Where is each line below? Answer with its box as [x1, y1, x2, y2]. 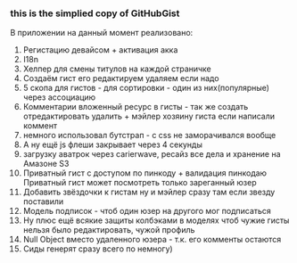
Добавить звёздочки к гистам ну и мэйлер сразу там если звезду [22, 186, 276, 198]
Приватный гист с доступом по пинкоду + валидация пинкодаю [22, 168, 267, 178]
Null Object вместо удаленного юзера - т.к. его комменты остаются [22, 234, 282, 245]
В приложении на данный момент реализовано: [10, 28, 194, 38]
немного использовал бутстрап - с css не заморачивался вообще [22, 130, 276, 141]
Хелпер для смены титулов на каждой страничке [22, 63, 212, 74]
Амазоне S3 [22, 159, 70, 169]
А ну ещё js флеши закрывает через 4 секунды [22, 139, 203, 150]
